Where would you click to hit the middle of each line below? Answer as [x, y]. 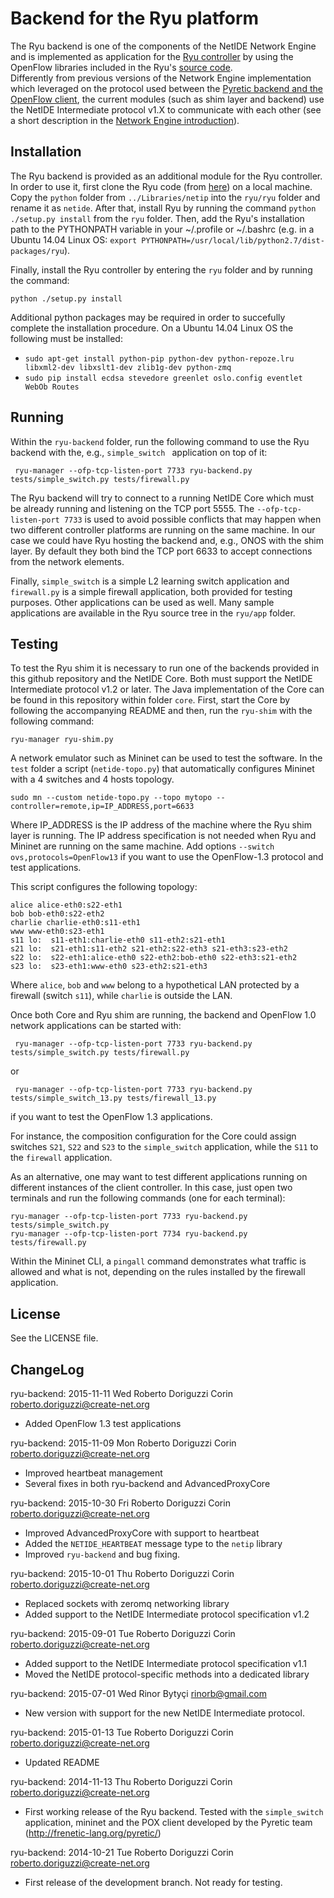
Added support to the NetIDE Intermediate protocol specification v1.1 [165, 1663]
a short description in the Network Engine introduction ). [125, 120]
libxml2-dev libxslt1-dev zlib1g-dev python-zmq [128, 367]
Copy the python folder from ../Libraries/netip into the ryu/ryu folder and [165, 197]
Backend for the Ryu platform [135, 18]
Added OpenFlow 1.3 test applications [103, 1423]
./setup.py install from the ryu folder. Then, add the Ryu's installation [157, 218]
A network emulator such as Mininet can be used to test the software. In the [166, 758]
